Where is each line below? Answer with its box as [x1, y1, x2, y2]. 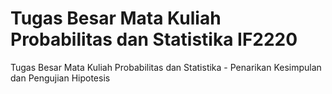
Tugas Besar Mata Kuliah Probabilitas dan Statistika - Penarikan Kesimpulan [10, 61, 322, 73]
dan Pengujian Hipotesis [10, 72, 111, 84]
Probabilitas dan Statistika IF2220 [10, 28, 298, 51]
